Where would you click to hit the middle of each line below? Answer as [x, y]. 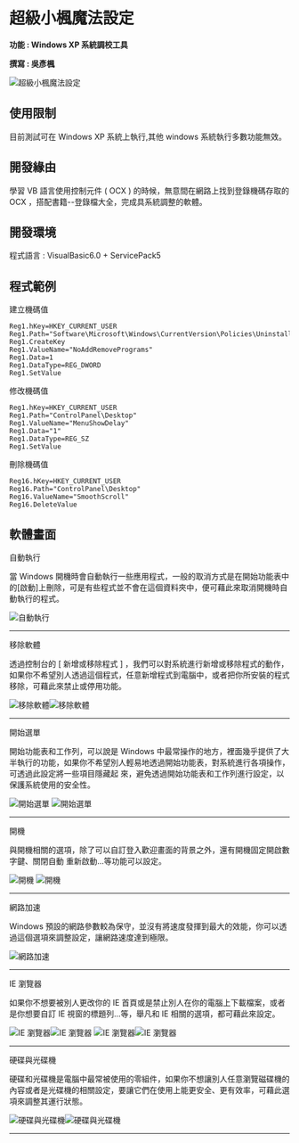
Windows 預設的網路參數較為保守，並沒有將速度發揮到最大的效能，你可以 [144, 926]
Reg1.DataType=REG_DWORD [55, 366]
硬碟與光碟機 [32, 1060]
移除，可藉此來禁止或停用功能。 [68, 686]
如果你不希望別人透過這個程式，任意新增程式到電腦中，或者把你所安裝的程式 [149, 675]
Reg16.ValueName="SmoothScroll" [69, 497]
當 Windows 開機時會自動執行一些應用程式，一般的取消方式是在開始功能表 [145, 576]
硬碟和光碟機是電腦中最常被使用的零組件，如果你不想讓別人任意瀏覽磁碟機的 [149, 1079]
